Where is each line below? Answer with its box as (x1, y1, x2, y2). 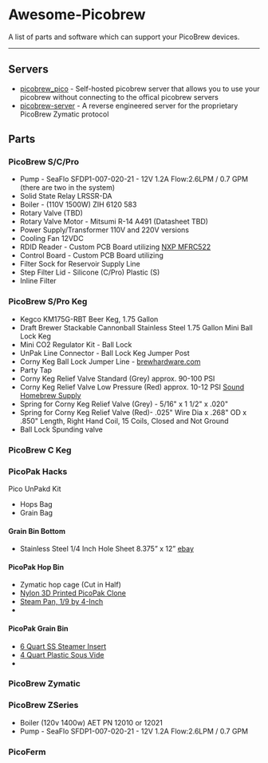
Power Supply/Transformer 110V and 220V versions (19, 225, 190, 235)
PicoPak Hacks (8, 465, 68, 476)
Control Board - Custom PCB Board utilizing (19, 251, 164, 260)
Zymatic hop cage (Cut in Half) (19, 580, 122, 590)
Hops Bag (19, 499, 53, 508)
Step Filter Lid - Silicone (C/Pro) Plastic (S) (19, 267, 160, 277)
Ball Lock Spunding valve (19, 425, 104, 434)
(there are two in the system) (19, 183, 116, 192)
